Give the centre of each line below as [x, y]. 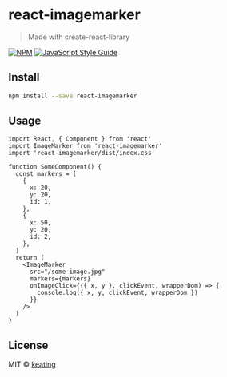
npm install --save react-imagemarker [73, 96]
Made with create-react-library [79, 37]
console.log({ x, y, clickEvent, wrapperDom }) [117, 293]
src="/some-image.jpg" [67, 272]
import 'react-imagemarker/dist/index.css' [82, 153]
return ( [30, 258]
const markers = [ [46, 174]
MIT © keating [32, 364]
